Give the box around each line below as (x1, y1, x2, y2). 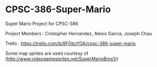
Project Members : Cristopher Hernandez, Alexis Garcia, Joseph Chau (5, 30, 152, 36)
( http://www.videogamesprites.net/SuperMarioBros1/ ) (5, 55, 118, 62)
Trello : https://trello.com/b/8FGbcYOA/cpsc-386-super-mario (5, 40, 136, 47)
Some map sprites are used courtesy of (5, 50, 88, 56)
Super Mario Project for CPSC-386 (5, 20, 78, 27)
